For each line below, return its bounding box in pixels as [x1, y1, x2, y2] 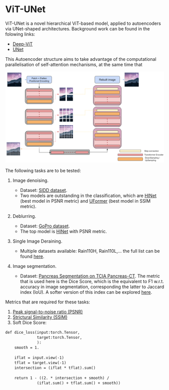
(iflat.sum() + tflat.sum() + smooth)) [37, 380, 121, 385]
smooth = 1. [14, 345, 39, 350]
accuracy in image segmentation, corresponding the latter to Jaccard [20, 284, 164, 290]
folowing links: [5, 31, 35, 37]
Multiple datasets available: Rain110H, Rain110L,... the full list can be [20, 248, 160, 254]
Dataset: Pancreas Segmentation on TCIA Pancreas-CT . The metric [20, 272, 160, 279]
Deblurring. [12, 213, 36, 219]
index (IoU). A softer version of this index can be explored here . [20, 289, 152, 295]
